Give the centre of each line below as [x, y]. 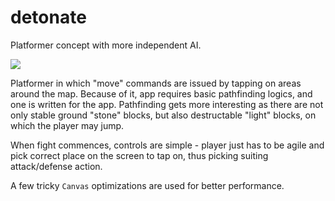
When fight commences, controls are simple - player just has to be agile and [167, 145]
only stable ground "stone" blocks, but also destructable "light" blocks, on [163, 115]
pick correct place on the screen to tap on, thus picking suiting [139, 155]
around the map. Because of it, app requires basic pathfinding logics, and [161, 93]
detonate [48, 17]
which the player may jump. [67, 125]
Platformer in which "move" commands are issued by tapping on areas [156, 83]
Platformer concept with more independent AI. [106, 45]
